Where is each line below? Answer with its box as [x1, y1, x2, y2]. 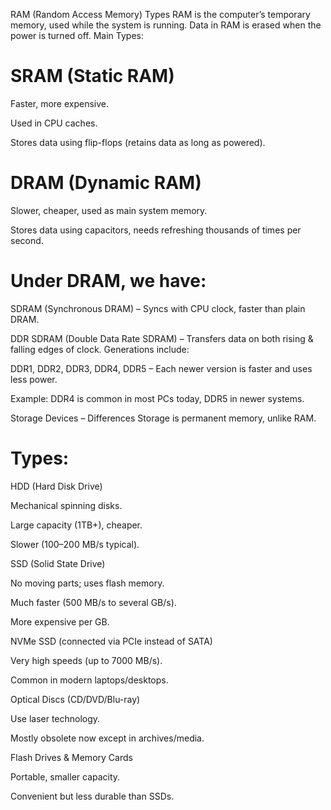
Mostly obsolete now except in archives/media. [10, 732, 205, 744]
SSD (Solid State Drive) [10, 557, 106, 569]
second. [10, 234, 44, 246]
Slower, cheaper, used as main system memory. [10, 204, 208, 216]
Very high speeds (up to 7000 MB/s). [10, 654, 163, 666]
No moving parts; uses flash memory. [10, 577, 165, 589]
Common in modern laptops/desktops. [10, 674, 169, 686]
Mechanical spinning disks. [10, 499, 123, 511]
